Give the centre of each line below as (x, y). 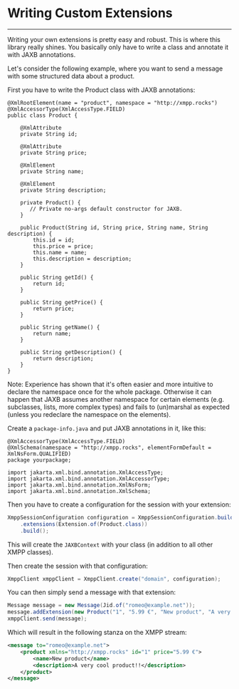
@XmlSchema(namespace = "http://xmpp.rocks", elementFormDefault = (110, 447)
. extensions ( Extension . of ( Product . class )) (84, 524)
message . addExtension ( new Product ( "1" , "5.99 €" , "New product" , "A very (119, 612)
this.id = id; (54, 240)
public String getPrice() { (62, 302)
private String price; (54, 152)
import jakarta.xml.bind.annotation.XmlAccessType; (85, 472)
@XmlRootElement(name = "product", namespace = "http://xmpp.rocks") (113, 103)
